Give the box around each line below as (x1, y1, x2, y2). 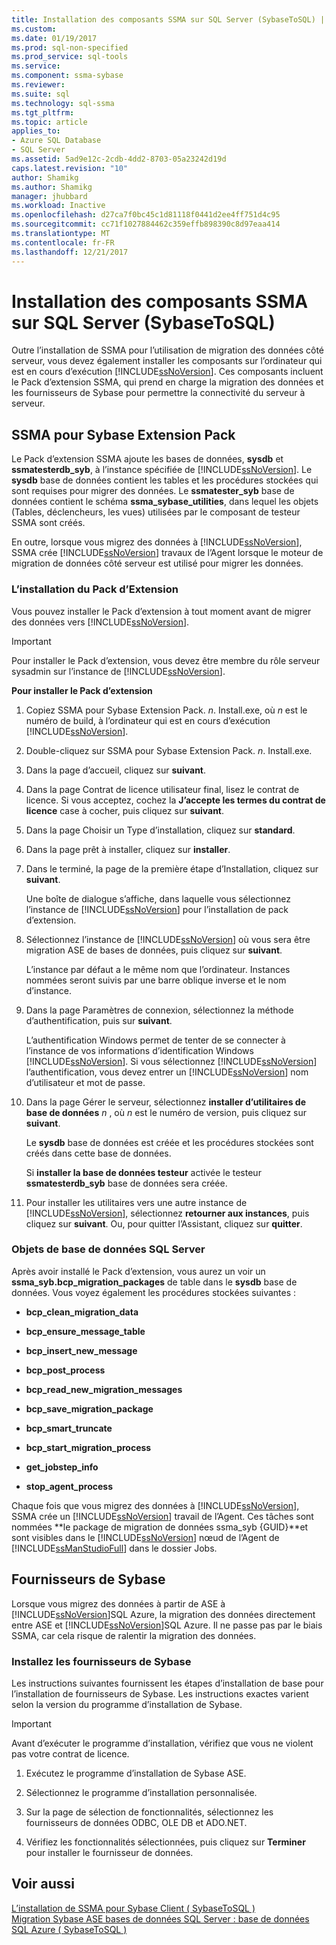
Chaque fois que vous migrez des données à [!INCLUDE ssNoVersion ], (11, 1499, 300, 1511)
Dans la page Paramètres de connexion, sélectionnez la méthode (25, 1004, 294, 1016)
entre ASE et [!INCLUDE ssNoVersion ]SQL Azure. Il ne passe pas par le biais (11, 1619, 323, 1631)
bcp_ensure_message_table (25, 1325, 146, 1337)
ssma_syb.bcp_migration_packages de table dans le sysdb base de (11, 1276, 298, 1288)
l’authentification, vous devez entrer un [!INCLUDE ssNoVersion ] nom (25, 1066, 309, 1078)
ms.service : (11, 61, 61, 71)
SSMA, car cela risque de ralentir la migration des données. (11, 1629, 257, 1641)
